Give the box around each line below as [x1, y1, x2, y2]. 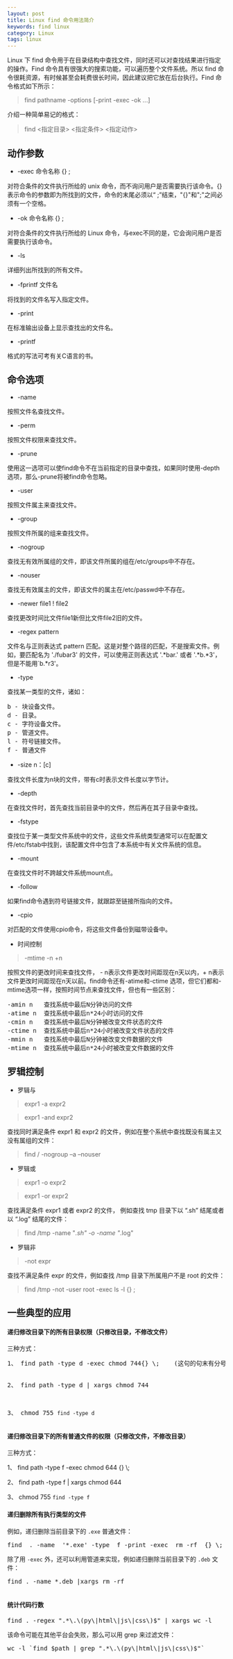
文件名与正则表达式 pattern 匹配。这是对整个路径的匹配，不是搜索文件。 [7, 641, 214, 650]
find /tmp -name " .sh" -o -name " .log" [24, 1228, 134, 1237]
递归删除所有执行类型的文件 [7, 1510, 87, 1519]
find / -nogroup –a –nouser [24, 1150, 101, 1158]
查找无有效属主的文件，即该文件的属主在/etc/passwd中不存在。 [7, 585, 189, 594]
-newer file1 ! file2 [17, 599, 69, 607]
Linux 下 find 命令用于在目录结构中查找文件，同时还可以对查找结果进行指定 [7, 56, 221, 65]
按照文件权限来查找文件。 [7, 435, 80, 443]
